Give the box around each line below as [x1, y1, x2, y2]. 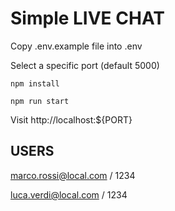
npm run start [10, 96, 70, 106]
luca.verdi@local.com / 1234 [10, 188, 128, 201]
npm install [10, 78, 60, 89]
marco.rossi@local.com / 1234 [10, 169, 136, 181]
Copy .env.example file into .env [10, 40, 143, 52]
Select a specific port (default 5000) [10, 59, 160, 71]
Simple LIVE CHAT [10, 7, 165, 30]
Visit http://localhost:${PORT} [10, 113, 133, 126]
